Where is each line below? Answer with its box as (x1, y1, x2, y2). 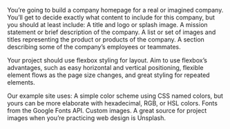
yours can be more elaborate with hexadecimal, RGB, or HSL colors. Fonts (7, 99, 218, 107)
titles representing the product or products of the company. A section (7, 35, 205, 44)
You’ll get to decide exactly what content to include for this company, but (7, 13, 215, 21)
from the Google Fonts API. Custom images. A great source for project (7, 107, 207, 114)
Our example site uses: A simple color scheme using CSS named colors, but (7, 92, 223, 100)
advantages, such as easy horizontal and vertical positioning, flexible (7, 64, 204, 71)
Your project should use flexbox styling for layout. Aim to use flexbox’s (7, 56, 207, 64)
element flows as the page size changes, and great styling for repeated (7, 71, 210, 79)
